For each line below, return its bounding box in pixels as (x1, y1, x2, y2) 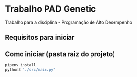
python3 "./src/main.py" (5, 67, 56, 72)
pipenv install (5, 63, 36, 68)
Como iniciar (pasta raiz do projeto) (5, 50, 115, 58)
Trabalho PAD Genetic (5, 3, 96, 15)
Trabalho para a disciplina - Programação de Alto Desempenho (5, 19, 132, 25)
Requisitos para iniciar (5, 33, 75, 42)
